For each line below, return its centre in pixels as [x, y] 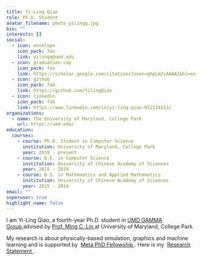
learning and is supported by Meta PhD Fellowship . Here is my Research [99, 245]
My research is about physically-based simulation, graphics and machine [97, 238]
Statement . [21, 251]
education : [20, 130]
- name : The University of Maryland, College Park [77, 119]
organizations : [25, 113]
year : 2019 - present [50, 152]
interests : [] [24, 34]
